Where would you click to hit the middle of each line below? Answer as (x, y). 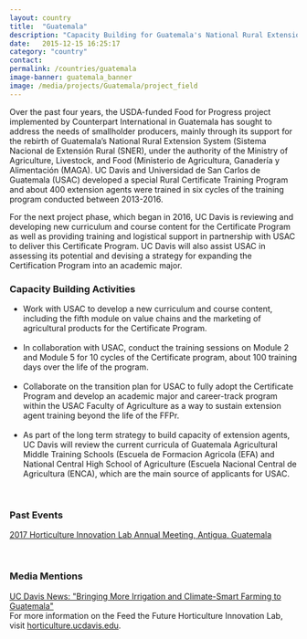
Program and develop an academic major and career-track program (150, 396)
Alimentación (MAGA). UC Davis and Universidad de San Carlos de (135, 170)
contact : (26, 60)
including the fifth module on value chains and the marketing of (142, 318)
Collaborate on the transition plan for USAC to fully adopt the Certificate (158, 386)
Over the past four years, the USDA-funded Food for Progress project (140, 111)
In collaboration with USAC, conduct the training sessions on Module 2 (156, 347)
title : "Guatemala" (49, 26)
